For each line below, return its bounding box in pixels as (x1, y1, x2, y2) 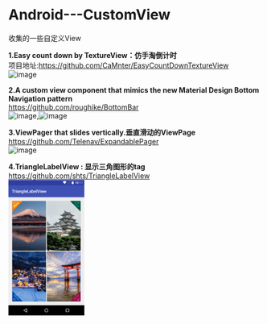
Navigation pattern (8, 93, 73, 103)
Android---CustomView (8, 6, 171, 24)
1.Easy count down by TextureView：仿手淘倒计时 (8, 50, 177, 60)
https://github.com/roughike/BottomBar (8, 102, 139, 112)
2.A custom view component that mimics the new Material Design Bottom (8, 85, 260, 94)
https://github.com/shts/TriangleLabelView (8, 171, 150, 181)
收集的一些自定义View (8, 33, 82, 43)
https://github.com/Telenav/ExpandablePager (8, 136, 159, 146)
